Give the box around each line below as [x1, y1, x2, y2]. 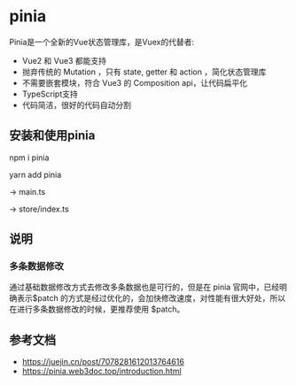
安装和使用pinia [9, 128, 96, 143]
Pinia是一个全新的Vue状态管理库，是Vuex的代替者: [9, 36, 195, 47]
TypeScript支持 [21, 89, 78, 99]
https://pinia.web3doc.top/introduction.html [21, 366, 182, 377]
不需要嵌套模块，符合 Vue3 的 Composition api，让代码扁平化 [21, 77, 248, 88]
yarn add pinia [9, 169, 62, 180]
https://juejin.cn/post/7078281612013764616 [21, 357, 184, 367]
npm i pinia [9, 152, 50, 163]
